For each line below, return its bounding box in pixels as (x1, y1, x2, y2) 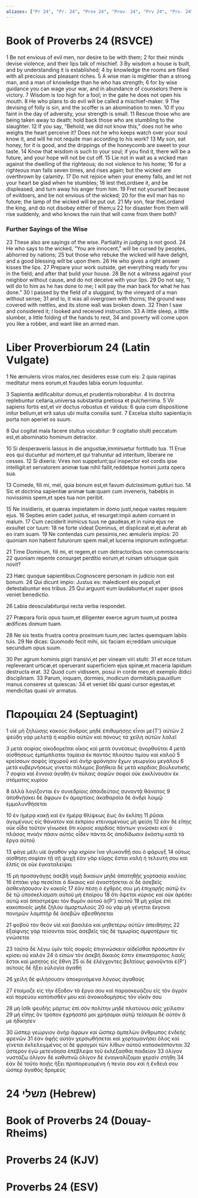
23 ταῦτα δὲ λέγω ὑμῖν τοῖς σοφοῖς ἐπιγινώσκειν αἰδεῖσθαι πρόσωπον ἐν (6, 945, 186, 952)
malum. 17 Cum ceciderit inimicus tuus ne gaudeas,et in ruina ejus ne (6, 518, 174, 525)
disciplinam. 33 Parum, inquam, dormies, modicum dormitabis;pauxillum (6, 674, 181, 681)
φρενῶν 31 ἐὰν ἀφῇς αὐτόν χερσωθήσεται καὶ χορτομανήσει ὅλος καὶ (6, 1034, 180, 1042)
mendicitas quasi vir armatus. (6, 687, 78, 694)
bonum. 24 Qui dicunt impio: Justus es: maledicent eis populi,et (6, 578, 161, 585)
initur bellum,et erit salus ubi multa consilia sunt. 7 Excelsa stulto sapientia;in (6, 409, 192, 416)
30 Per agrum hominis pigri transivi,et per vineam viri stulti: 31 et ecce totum (6, 655, 192, 662)
